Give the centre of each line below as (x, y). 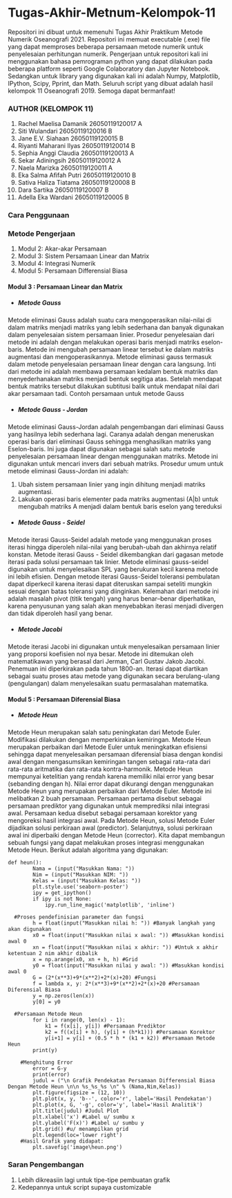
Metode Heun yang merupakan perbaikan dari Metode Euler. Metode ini (110, 791)
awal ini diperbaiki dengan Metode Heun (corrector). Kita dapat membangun (116, 835)
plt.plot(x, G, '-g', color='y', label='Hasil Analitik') (118, 1105)
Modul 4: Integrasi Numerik (57, 264)
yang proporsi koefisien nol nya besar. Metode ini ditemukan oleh (101, 654)
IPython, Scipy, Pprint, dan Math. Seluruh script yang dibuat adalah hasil (110, 83)
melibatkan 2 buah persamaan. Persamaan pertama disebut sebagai (105, 799)
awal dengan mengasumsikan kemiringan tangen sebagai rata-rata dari (109, 762)
